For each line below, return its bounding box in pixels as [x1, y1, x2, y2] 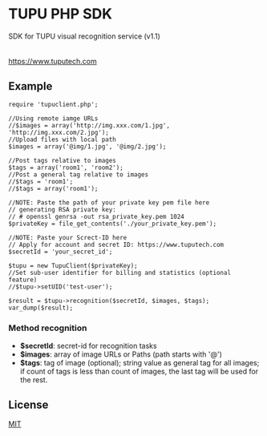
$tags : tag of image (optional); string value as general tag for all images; [19, 357, 260, 367]
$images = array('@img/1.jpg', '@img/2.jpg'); [8, 143, 167, 151]
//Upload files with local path [8, 135, 116, 144]
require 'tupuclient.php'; [8, 101, 99, 109]
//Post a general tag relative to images [8, 171, 149, 179]
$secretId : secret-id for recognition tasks [19, 341, 158, 350]
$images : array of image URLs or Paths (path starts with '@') [19, 349, 223, 359]
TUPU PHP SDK [8, 5, 112, 23]
